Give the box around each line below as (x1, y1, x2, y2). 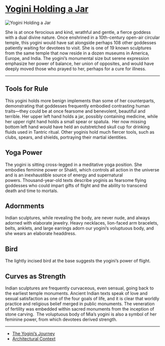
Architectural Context (12, 336, 55, 342)
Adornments (5, 202, 45, 210)
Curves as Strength (5, 272, 66, 281)
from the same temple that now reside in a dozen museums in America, (5, 50, 149, 56)
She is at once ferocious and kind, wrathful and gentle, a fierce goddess (5, 29, 151, 35)
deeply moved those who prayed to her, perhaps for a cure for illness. (5, 65, 146, 72)
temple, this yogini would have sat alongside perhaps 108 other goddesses (5, 39, 156, 45)
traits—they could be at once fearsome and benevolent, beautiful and (5, 108, 146, 114)
